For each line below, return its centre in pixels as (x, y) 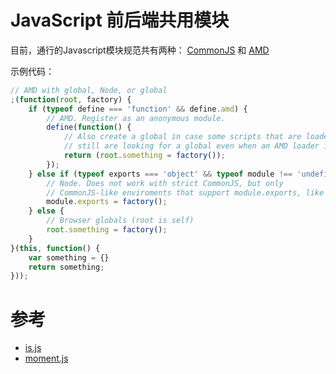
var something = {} (69, 257)
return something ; (66, 267)
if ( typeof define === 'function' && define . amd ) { (138, 109)
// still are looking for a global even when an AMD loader (191, 146)
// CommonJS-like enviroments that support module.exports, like (185, 192)
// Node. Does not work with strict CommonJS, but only (165, 183)
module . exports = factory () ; (107, 202)
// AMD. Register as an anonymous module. (136, 118)
